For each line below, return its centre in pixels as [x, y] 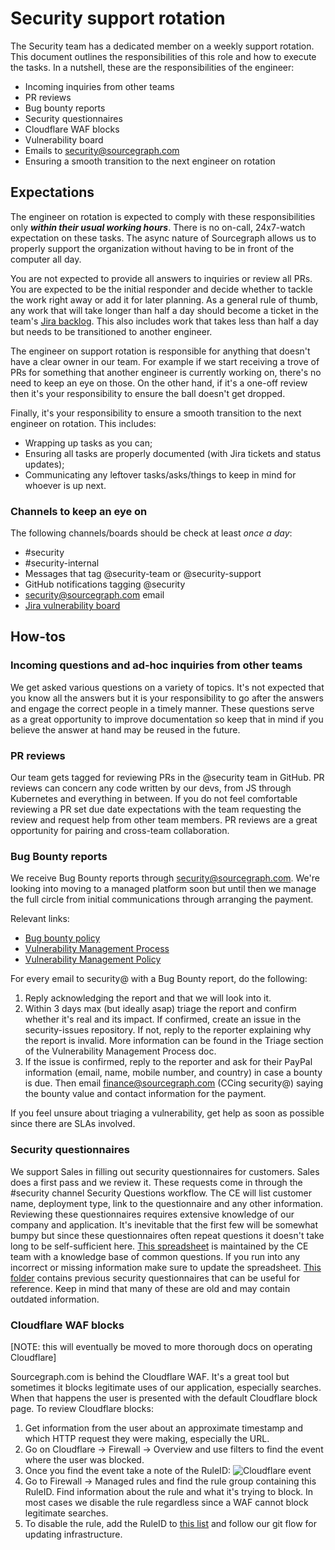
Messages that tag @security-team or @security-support [143, 574]
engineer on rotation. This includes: [83, 423]
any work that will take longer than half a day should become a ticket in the [164, 310]
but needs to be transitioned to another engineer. [111, 331]
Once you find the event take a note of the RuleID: [128, 1470]
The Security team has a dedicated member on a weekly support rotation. [162, 46]
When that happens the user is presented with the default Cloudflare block [164, 1398]
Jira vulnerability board [72, 606]
